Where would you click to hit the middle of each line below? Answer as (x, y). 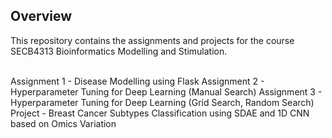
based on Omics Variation (63, 123)
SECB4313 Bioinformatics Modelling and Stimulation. (119, 51)
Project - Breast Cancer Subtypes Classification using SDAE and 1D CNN (160, 113)
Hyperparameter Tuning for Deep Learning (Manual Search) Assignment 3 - (166, 91)
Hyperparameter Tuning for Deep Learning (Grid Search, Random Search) (162, 102)
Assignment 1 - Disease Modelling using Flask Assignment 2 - (137, 81)
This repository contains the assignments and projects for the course (152, 40)
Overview (41, 16)
